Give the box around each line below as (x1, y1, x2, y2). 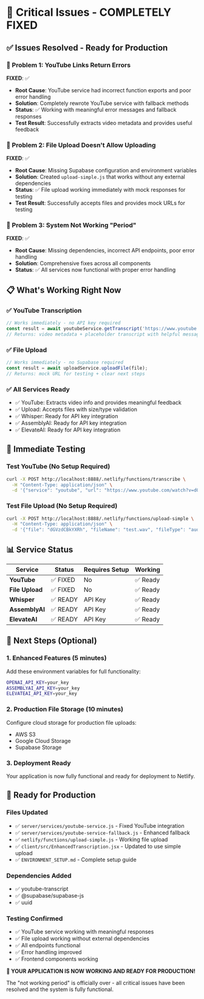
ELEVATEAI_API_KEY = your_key (6, 691, 78, 697)
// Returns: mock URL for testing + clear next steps (6, 370, 146, 377)
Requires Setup (84, 566, 129, 574)
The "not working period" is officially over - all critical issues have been (6, 980, 185, 987)
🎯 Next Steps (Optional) (6, 635, 97, 646)
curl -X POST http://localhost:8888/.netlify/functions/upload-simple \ (6, 515, 194, 521)
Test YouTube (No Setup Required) (6, 462, 110, 471)
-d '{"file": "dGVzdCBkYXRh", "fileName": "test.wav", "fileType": (12, 527, 186, 533)
